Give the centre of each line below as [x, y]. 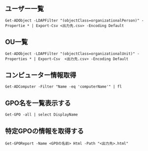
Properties [16, 59]
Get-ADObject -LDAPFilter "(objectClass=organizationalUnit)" [70, 54]
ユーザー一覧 [25, 9]
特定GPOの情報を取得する [44, 131]
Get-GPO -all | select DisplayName [42, 115]
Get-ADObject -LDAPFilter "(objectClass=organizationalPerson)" [72, 20]
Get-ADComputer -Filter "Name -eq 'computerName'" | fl [63, 87]
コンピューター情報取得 [41, 75]
